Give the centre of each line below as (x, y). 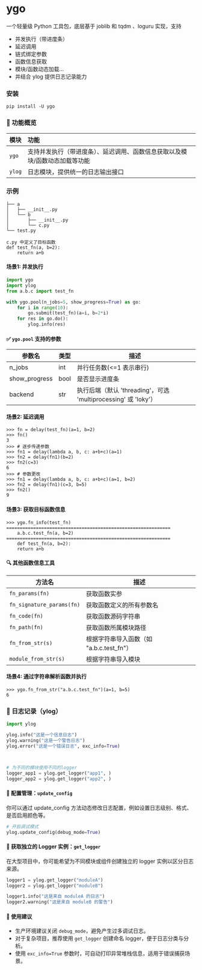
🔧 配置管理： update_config (39, 793)
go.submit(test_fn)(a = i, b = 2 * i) (69, 313)
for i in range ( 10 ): (43, 308)
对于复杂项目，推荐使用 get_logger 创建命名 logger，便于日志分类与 (99, 939)
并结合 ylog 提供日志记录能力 (51, 76)
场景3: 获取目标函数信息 (36, 509)
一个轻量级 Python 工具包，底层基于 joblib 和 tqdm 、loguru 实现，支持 (94, 26)
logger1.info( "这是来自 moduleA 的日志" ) (56, 897)
